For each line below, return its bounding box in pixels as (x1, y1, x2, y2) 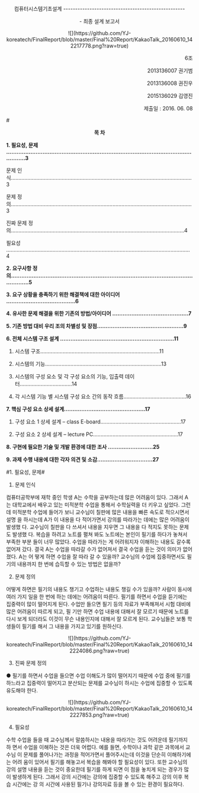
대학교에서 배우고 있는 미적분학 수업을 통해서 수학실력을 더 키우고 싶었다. (12, 501, 180, 508)
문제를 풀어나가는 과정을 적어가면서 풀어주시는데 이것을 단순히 (23, 751, 166, 758)
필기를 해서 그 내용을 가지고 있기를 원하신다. (21, 623, 123, 630)
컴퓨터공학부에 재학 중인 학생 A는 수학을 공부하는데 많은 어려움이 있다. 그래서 (6, 494, 184, 501)
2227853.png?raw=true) (69, 711, 130, 718)
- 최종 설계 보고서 (79, 18, 120, 25)
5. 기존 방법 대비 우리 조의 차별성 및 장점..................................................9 (6, 323, 187, 329)
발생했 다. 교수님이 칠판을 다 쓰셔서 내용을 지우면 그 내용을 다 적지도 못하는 (6, 524, 178, 530)
